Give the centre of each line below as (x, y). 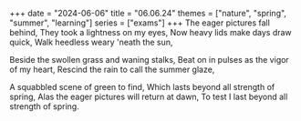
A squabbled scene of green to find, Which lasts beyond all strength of (142, 87)
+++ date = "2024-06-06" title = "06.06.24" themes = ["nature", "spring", (148, 13)
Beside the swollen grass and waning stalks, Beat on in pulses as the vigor (149, 60)
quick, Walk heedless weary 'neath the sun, (91, 42)
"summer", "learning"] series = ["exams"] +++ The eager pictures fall (140, 23)
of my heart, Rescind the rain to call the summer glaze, (112, 69)
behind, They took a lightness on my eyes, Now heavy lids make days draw (150, 32)
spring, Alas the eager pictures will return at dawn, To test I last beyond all (149, 96)
